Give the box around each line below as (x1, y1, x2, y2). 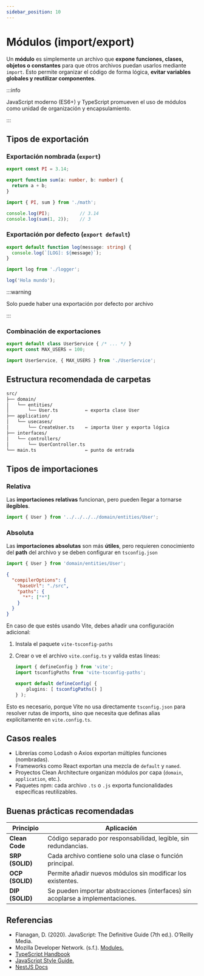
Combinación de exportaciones (6, 327, 101, 335)
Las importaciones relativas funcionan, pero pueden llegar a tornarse (6, 496, 182, 504)
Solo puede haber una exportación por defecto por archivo (6, 300, 154, 308)
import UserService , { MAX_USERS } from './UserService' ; (6, 358, 156, 364)
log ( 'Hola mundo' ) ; (6, 277, 56, 283)
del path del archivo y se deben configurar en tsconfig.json (6, 549, 158, 556)
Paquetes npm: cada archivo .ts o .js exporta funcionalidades (15, 782, 173, 789)
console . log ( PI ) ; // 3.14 (6, 210, 99, 216)
